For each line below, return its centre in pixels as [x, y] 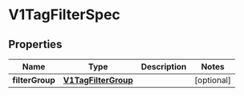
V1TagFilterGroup [98, 80]
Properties [35, 44]
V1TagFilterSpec [64, 15]
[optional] [212, 80]
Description [164, 67]
